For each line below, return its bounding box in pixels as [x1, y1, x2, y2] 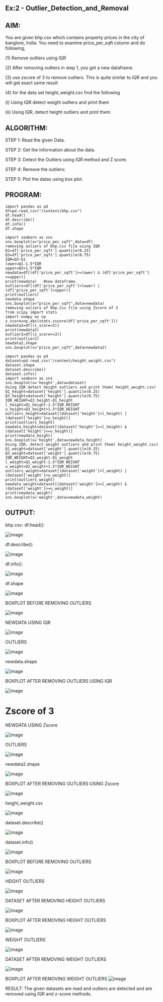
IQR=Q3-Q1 [5, 257, 26, 262]
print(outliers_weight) [5, 477, 55, 482]
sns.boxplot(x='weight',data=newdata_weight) [5, 494, 102, 500]
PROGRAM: [5, 191, 42, 199]
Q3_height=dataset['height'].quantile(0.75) [5, 393, 100, 398]
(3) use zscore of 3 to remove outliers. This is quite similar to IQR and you [5, 75, 157, 81]
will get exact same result [5, 80, 58, 86]
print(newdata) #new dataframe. [5, 279, 78, 284]
